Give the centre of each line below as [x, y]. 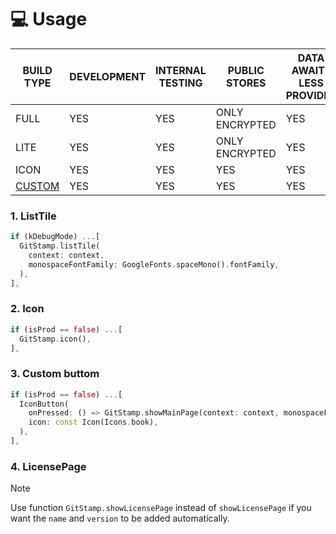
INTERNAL [181, 70]
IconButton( [44, 404]
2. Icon [27, 309]
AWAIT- [311, 70]
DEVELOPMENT [108, 76]
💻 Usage [49, 19]
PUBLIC [246, 70]
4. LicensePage [48, 466]
